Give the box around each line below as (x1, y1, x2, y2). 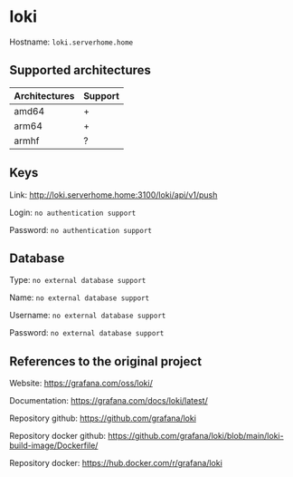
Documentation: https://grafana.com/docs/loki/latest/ (9, 395, 208, 406)
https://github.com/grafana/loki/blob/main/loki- (108, 431, 284, 442)
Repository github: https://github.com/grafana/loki (9, 413, 197, 423)
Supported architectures (9, 63, 152, 78)
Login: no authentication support (9, 207, 137, 218)
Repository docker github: (9, 431, 107, 442)
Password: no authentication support (9, 224, 152, 235)
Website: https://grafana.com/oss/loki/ (9, 378, 154, 389)
